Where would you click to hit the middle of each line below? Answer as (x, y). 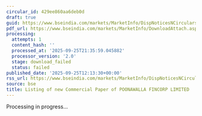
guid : (13, 23)
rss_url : (17, 78)
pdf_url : (17, 28)
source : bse (21, 84)
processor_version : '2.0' (44, 56)
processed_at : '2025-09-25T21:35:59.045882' (68, 51)
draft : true (21, 17)
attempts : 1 (27, 39)
